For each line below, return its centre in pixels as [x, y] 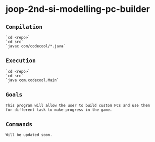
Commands [19, 124]
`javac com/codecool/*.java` [36, 46]
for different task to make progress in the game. [59, 110]
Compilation [24, 27]
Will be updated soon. [29, 135]
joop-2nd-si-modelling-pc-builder [78, 9]
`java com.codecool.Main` [32, 80]
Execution [21, 61]
